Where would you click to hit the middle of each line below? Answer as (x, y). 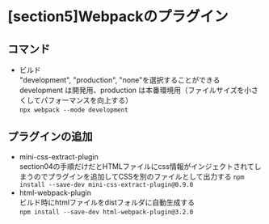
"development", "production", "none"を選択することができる (120, 80)
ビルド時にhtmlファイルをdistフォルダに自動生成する (107, 202)
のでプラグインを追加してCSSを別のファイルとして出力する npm (139, 176)
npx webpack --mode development (74, 110)
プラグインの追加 (50, 137)
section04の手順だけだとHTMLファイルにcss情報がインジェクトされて (137, 166)
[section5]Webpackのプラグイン (118, 17)
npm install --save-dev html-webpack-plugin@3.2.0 (106, 212)
